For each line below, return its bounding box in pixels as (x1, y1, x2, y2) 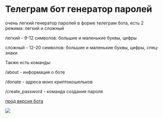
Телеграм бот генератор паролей (5, 3, 152, 15)
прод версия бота (5, 98, 43, 104)
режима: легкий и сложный (5, 25, 64, 31)
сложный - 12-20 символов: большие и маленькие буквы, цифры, (5, 44, 146, 50)
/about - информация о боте (5, 69, 65, 75)
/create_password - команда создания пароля (5, 88, 103, 94)
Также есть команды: (5, 59, 51, 65)
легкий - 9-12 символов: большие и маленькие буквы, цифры (5, 35, 137, 41)
